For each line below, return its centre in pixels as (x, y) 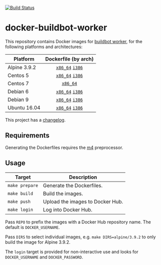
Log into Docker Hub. (68, 209)
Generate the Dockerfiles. (73, 185)
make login (20, 209)
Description (83, 177)
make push (19, 201)
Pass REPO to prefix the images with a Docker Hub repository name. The (78, 222)
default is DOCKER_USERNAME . (33, 227)
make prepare (23, 185)
